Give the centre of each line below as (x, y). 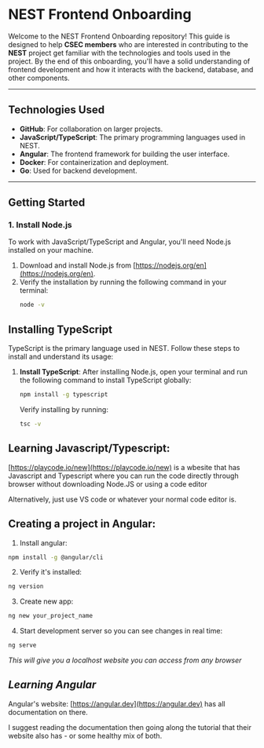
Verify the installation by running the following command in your (123, 282)
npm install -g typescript (64, 395)
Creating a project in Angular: (82, 524)
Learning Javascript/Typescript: (89, 449)
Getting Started (47, 203)
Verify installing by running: (64, 409)
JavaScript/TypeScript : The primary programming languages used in (132, 137)
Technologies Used (56, 110)
